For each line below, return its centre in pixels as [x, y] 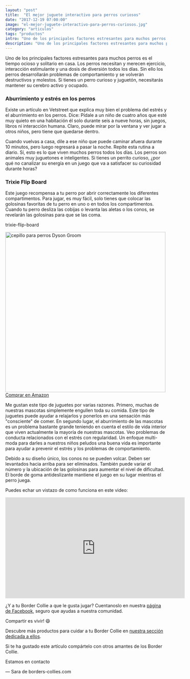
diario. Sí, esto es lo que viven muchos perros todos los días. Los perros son [86, 152]
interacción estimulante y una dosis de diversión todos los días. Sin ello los [84, 69]
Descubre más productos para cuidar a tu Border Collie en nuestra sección [84, 631]
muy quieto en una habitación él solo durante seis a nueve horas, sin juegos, [86, 121]
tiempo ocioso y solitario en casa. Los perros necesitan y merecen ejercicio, [86, 63]
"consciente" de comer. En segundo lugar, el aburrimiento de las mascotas [84, 422]
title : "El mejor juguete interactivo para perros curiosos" [73, 15]
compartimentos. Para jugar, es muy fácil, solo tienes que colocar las [78, 198]
